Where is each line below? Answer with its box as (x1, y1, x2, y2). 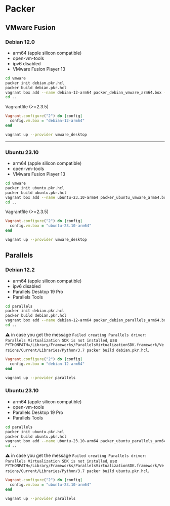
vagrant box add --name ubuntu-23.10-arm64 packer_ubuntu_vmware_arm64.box (5, 195, 168, 200)
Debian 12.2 (5, 266, 35, 273)
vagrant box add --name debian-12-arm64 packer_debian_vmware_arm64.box (5, 90, 162, 95)
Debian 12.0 (5, 38, 35, 46)
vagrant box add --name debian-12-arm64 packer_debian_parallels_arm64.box (5, 318, 168, 323)
